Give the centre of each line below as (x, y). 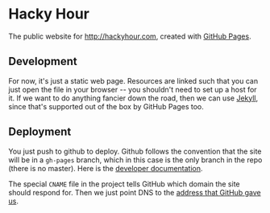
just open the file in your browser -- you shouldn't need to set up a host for (133, 89)
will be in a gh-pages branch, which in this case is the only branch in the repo (135, 160)
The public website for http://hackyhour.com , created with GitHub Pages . (130, 36)
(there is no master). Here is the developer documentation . (106, 168)
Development (43, 61)
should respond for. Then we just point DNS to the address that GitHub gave (135, 192)
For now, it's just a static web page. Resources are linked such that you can (133, 80)
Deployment (40, 132)
